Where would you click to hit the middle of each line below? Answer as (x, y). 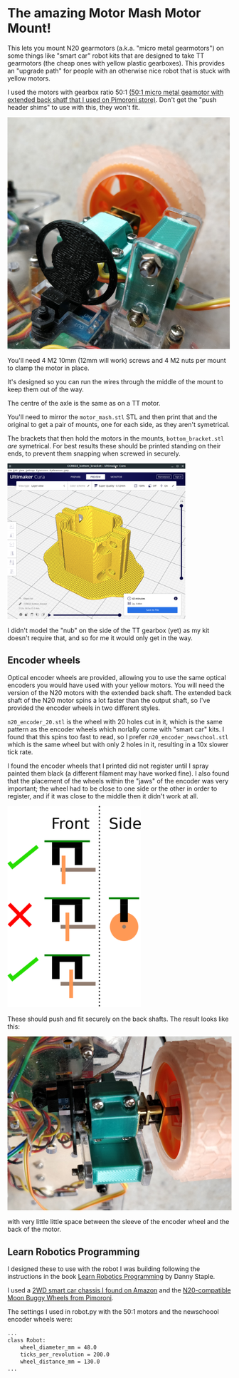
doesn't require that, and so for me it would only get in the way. (100, 638)
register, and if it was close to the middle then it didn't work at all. (103, 796)
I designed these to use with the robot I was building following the (104, 1269)
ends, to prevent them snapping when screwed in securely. (94, 453)
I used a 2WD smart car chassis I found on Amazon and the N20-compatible (119, 1290)
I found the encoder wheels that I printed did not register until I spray (108, 766)
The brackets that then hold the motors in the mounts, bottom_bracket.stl (116, 438)
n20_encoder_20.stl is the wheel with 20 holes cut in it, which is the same (115, 721)
